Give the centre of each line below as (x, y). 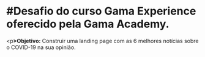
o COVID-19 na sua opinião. (41, 47)
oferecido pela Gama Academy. (88, 24)
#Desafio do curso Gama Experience (101, 11)
